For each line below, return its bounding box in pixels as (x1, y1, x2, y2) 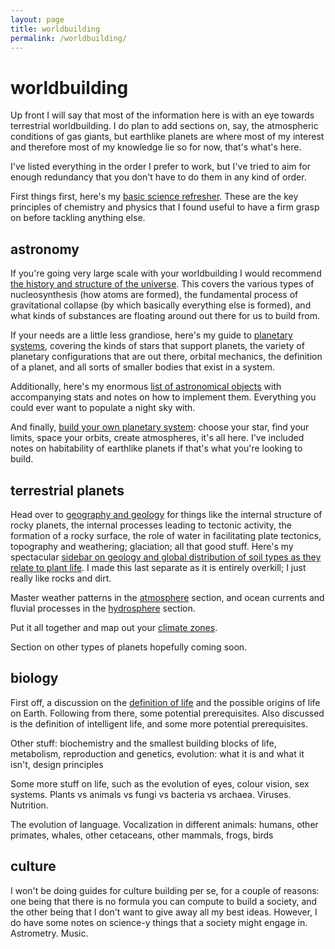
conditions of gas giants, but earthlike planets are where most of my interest (10, 131, 325, 143)
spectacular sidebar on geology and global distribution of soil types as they (10, 551, 322, 563)
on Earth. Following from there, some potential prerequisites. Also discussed (10, 707, 325, 719)
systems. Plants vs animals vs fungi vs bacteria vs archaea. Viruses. (10, 788, 292, 800)
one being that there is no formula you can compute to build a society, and (10, 895, 318, 907)
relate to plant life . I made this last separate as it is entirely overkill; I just (10, 561, 307, 573)
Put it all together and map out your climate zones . (10, 621, 218, 633)
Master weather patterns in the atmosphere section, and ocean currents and (10, 591, 325, 603)
